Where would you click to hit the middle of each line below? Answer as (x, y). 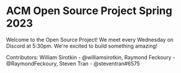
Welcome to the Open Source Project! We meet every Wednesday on (90, 39)
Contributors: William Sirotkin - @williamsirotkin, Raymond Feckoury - (91, 57)
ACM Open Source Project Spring (89, 11)
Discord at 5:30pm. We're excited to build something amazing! (82, 46)
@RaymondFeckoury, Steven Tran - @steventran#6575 (73, 64)
